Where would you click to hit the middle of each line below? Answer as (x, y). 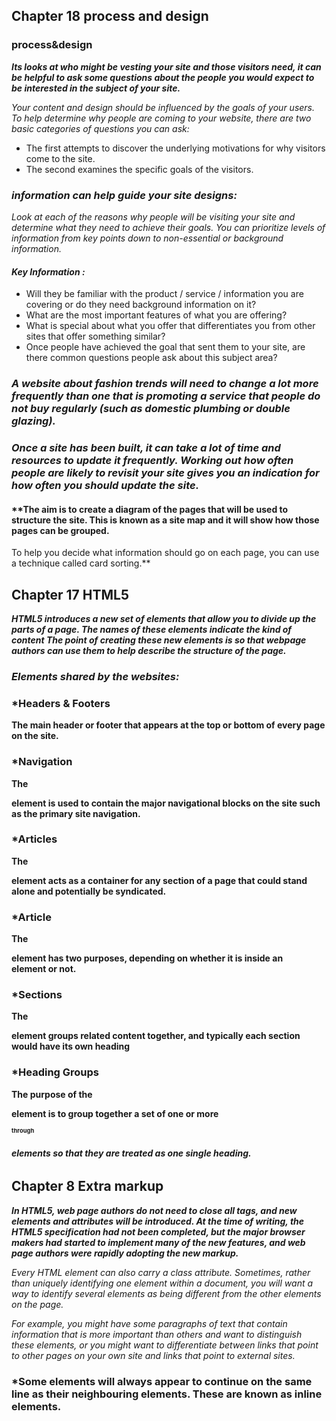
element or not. (44, 969)
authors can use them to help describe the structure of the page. (149, 651)
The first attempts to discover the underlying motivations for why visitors (175, 148)
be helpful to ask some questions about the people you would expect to (163, 77)
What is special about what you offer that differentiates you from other (170, 326)
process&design (52, 45)
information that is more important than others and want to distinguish (157, 1334)
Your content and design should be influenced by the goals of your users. (163, 107)
